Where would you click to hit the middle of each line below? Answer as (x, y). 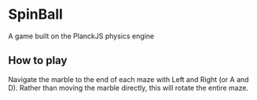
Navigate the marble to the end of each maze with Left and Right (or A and (128, 79)
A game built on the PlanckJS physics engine (81, 36)
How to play (38, 61)
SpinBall (35, 14)
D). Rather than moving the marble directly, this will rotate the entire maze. (128, 87)
